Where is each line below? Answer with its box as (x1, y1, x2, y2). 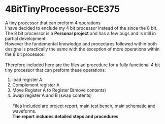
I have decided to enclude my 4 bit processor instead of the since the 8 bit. (5, 25, 158, 31)
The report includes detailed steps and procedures (12, 113, 119, 119)
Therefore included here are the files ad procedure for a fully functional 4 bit (5, 62, 160, 68)
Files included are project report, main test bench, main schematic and (12, 103, 156, 109)
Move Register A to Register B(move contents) (12, 87, 106, 93)
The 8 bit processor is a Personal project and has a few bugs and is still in (5, 30, 156, 36)
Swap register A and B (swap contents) (12, 92, 92, 98)
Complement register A (12, 82, 60, 87)
